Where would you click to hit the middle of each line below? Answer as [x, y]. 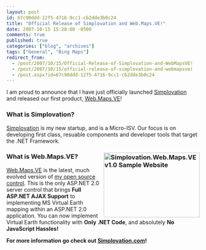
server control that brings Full [44, 189]
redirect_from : [26, 58]
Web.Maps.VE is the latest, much [48, 170]
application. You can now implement [52, 216]
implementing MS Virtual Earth [45, 202]
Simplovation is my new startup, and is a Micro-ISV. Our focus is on [91, 128]
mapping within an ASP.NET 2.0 [47, 209]
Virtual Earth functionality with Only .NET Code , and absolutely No [90, 222]
